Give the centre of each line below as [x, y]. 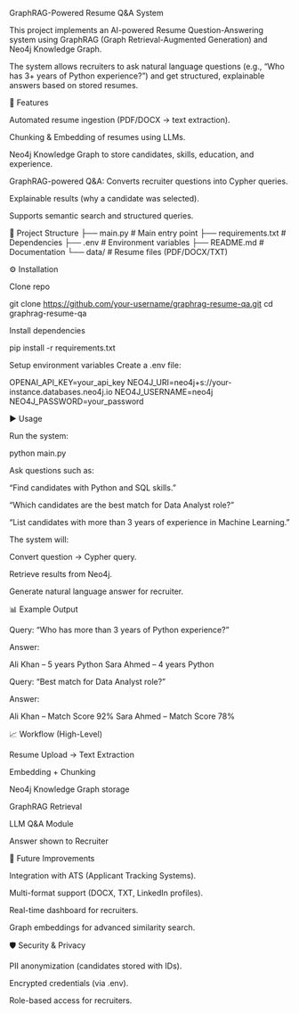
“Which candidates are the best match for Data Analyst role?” [121, 505]
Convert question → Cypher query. [73, 557]
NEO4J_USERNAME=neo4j [164, 392]
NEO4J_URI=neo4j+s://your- [179, 382]
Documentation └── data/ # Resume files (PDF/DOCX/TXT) [119, 252]
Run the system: [39, 436]
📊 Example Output [44, 609]
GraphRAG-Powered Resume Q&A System [87, 13]
